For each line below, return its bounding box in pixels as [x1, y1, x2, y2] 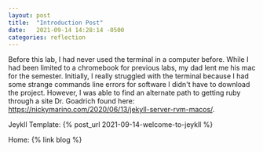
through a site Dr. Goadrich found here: [8, 96, 135, 106]
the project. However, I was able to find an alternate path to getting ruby [8, 88, 241, 98]
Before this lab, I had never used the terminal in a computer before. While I [8, 55, 249, 64]
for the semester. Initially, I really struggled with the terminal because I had [8, 71, 250, 81]
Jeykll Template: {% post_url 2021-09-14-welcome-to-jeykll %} [8, 120, 214, 129]
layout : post [8, 11, 51, 20]
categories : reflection [8, 33, 86, 42]
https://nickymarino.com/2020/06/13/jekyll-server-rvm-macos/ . [8, 105, 215, 114]
